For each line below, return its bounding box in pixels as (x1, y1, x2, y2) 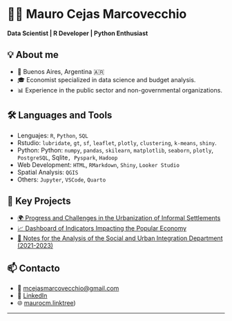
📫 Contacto (7, 262, 60, 274)
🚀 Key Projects (7, 195, 71, 206)
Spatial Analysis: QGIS (17, 168, 79, 176)
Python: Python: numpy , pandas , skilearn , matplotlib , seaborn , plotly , (17, 146, 214, 154)
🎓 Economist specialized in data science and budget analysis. (17, 75, 196, 84)
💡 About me (7, 49, 59, 61)
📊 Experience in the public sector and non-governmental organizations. (17, 86, 223, 94)
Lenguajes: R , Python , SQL (17, 131, 88, 139)
